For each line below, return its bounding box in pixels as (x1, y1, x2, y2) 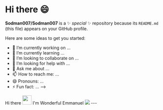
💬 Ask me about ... (12, 65, 50, 71)
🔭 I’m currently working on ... (12, 45, 71, 51)
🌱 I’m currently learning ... (12, 50, 65, 55)
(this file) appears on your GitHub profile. (5, 26, 88, 31)
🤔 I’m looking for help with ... (12, 60, 70, 66)
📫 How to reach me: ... (12, 71, 59, 77)
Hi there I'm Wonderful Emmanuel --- (5, 100, 97, 106)
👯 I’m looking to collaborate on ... (12, 55, 79, 61)
